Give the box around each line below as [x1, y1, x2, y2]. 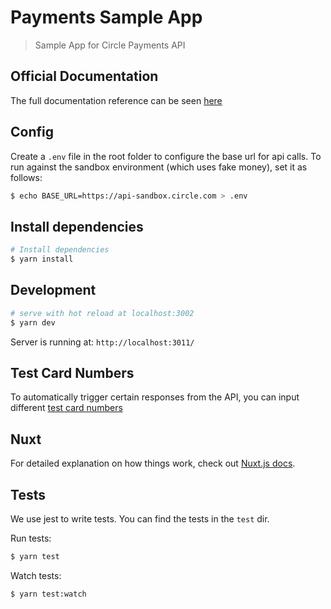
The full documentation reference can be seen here [10, 94, 223, 106]
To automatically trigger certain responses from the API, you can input [10, 391, 300, 403]
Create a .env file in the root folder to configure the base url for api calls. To [10, 150, 322, 162]
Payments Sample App [10, 6, 203, 29]
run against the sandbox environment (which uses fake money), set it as [10, 161, 308, 173]
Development [10, 282, 97, 299]
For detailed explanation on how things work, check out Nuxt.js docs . [10, 457, 296, 470]
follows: [10, 171, 43, 183]
